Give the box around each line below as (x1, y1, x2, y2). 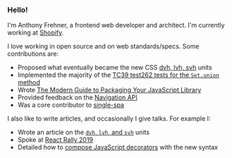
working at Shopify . (7, 28, 64, 37)
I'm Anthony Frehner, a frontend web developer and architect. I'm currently (7, 21, 225, 30)
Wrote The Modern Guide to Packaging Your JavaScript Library (17, 86, 202, 95)
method (17, 78, 41, 87)
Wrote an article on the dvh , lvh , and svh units (17, 128, 150, 137)
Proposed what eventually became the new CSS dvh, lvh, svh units (17, 63, 213, 72)
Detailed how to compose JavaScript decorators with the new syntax (17, 143, 219, 152)
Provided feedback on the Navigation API (17, 93, 138, 102)
